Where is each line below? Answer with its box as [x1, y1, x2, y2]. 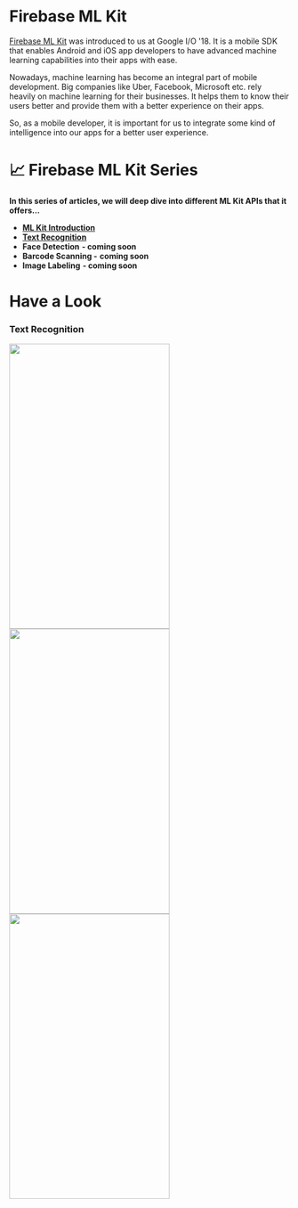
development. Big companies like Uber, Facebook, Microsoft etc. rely [9, 81, 262, 92]
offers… [9, 205, 40, 216]
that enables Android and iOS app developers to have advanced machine [9, 45, 278, 55]
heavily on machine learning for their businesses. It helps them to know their [9, 91, 289, 102]
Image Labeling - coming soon [21, 260, 138, 271]
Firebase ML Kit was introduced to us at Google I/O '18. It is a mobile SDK [9, 36, 278, 46]
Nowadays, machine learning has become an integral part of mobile [9, 71, 258, 82]
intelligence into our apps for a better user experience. [9, 127, 209, 137]
